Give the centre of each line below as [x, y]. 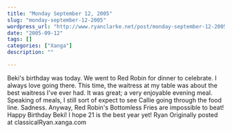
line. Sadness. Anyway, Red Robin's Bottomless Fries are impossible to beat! [116, 107]
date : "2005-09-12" [35, 33]
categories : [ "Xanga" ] [40, 46]
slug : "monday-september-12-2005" [57, 20]
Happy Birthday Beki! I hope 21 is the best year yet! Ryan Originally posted [113, 114]
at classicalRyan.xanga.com [47, 122]
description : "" [30, 53]
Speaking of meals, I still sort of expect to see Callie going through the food [115, 100]
